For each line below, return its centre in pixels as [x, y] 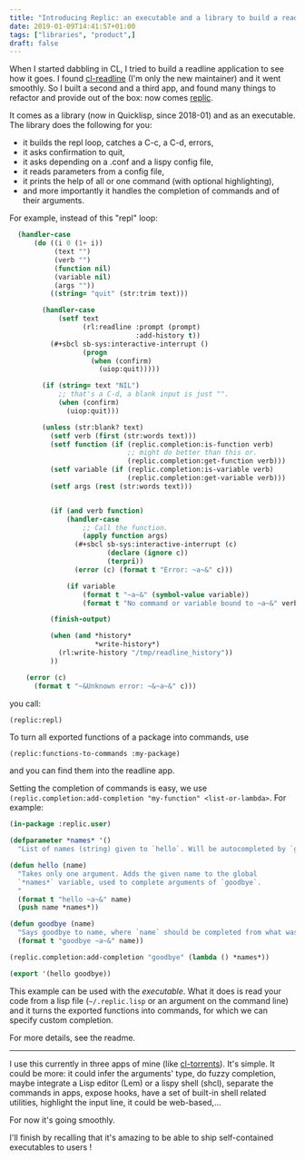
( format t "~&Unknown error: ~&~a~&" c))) [115, 686]
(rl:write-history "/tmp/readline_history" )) [145, 653]
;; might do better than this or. [192, 453]
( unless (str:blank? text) [93, 428]
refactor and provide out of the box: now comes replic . [111, 98]
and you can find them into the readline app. [92, 771]
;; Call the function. [125, 527]
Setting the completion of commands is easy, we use [108, 788]
